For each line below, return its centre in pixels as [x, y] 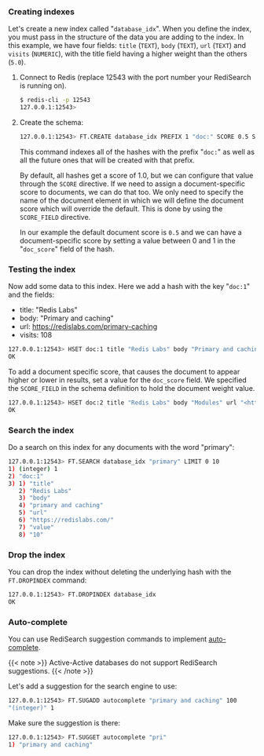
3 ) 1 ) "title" [31, 484]
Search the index [41, 430]
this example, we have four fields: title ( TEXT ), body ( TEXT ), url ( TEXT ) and [127, 46]
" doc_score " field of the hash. [67, 249]
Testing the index [42, 269]
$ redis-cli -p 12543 [55, 100]
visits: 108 [36, 335]
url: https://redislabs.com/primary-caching [88, 327]
